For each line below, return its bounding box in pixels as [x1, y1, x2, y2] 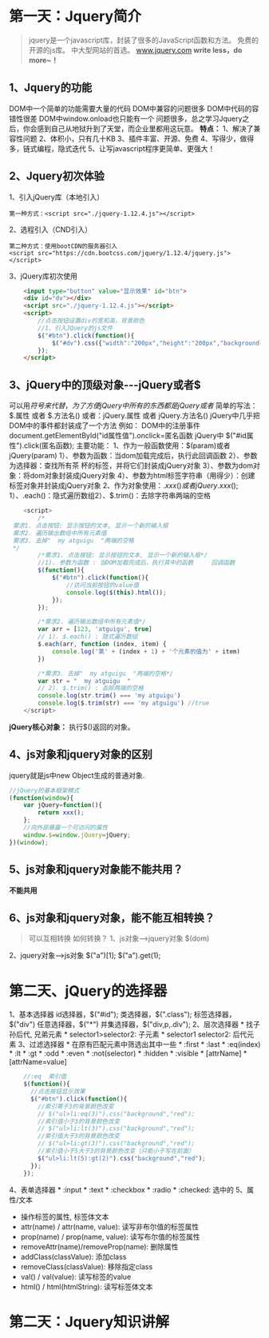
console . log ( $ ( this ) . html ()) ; [65, 589, 167, 597]
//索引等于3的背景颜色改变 [38, 1102, 114, 1110]
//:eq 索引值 [23, 1072, 67, 1080]
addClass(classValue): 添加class [20, 1252, 127, 1261]
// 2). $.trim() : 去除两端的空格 [38, 685, 144, 693]
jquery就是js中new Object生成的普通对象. [9, 770, 145, 780]
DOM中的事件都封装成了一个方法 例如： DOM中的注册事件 [9, 421, 200, 430]
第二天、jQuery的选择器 [9, 981, 168, 1000]
